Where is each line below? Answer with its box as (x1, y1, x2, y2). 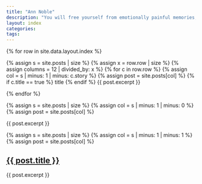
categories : (6, 25, 36, 32)
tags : (6, 31, 20, 37)
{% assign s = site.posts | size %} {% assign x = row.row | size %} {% (6, 60, 179, 67)
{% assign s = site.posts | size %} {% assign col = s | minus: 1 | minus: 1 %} (6, 132, 193, 139)
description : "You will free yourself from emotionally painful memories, (6, 14, 198, 20)
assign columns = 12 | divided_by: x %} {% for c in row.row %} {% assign (6, 66, 188, 73)
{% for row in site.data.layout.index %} (6, 48, 102, 55)
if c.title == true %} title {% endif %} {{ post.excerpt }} (6, 79, 141, 86)
